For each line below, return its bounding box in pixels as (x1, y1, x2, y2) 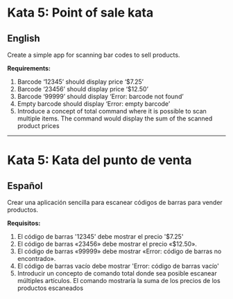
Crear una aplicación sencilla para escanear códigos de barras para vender (7, 199, 223, 206)
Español (7, 180, 43, 192)
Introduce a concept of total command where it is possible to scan (17, 107, 207, 115)
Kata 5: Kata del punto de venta (7, 152, 192, 168)
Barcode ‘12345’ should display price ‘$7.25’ (17, 78, 144, 86)
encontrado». (17, 255, 56, 262)
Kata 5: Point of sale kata (7, 5, 154, 21)
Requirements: (7, 64, 51, 72)
